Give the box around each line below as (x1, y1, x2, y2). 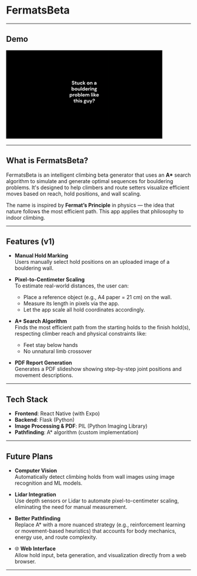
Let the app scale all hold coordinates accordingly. (23, 306, 145, 313)
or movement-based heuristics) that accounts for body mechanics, (14, 528, 177, 534)
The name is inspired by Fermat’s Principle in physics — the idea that (6, 201, 175, 208)
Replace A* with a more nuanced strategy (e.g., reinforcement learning (14, 521, 186, 528)
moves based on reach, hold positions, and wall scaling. (6, 190, 142, 197)
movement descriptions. (14, 372, 73, 379)
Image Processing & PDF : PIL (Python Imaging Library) (14, 422, 148, 430)
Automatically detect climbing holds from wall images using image (14, 474, 175, 480)
